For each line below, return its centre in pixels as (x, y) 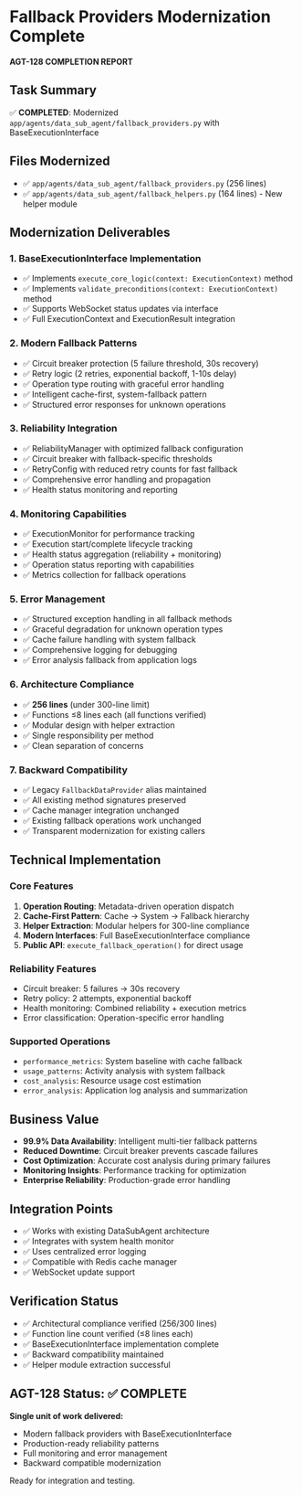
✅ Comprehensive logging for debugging (100, 650)
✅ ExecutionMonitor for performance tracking (109, 534)
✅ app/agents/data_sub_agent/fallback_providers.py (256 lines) (145, 183)
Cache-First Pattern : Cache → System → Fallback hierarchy (136, 915)
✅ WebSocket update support (78, 1272)
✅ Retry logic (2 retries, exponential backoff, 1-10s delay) (130, 373)
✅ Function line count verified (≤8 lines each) (108, 1333)
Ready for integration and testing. (72, 1480)
